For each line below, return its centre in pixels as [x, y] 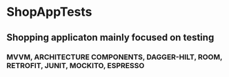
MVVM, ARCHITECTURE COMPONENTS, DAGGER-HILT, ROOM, [114, 57]
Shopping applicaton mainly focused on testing [110, 37]
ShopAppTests [49, 12]
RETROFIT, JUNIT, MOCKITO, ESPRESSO [76, 65]
